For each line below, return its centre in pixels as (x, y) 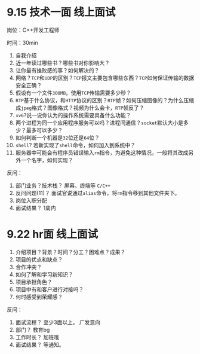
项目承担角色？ (34, 282)
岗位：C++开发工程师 (33, 30)
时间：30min (22, 42)
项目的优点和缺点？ (39, 259)
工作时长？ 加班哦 (37, 337)
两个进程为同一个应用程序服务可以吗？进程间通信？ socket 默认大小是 (99, 123)
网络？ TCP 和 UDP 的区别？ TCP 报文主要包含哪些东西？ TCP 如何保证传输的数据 (105, 78)
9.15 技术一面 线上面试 (61, 12)
